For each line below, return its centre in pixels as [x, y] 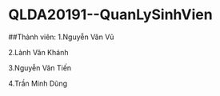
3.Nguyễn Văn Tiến [40, 68]
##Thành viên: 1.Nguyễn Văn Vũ [61, 37]
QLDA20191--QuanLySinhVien [111, 15]
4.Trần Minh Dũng [38, 83]
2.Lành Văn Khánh [38, 52]
